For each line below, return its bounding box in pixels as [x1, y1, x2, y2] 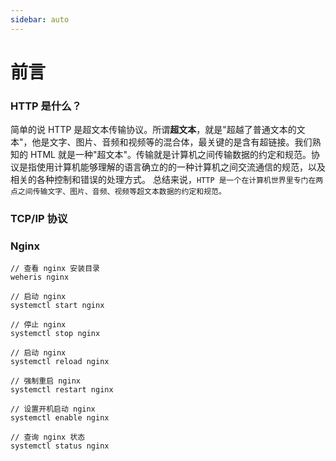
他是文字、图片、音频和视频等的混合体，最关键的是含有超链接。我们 [31, 136, 313, 148]
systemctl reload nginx [10, 357, 110, 367]
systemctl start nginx [10, 301, 105, 311]
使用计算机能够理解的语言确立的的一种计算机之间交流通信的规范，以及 [36, 161, 326, 173]
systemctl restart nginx [10, 385, 114, 395]
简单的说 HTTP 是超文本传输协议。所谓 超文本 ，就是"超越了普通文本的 [10, 124, 297, 136]
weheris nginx [10, 272, 70, 283]
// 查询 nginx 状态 [10, 432, 86, 443]
